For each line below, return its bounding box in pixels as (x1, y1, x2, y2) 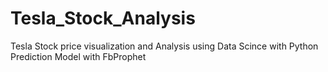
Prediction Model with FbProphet (10, 50, 147, 62)
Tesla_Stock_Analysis (10, 7, 196, 30)
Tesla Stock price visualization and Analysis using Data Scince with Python (10, 40, 319, 52)
